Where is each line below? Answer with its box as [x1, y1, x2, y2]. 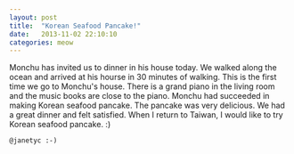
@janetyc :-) [9, 136, 58, 145]
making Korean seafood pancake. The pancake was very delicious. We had [9, 100, 285, 111]
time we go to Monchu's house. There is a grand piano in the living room [9, 81, 275, 92]
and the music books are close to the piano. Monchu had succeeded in [9, 91, 270, 101]
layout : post [9, 12, 58, 22]
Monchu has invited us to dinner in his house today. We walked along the [9, 62, 278, 73]
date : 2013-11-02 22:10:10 [9, 29, 118, 38]
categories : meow [9, 37, 74, 47]
